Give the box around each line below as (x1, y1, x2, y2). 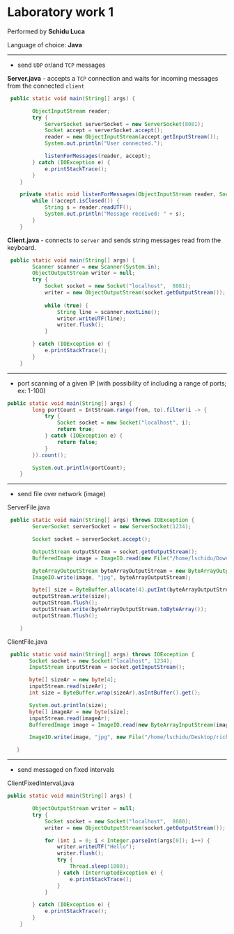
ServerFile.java (7, 503, 50, 512)
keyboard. (7, 243, 36, 251)
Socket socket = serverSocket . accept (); (32, 536, 151, 543)
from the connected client (7, 81, 85, 90)
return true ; (56, 426, 95, 433)
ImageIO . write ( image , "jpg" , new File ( (29, 734, 145, 741)
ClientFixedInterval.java (7, 779, 75, 787)
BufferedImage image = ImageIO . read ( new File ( (32, 555, 170, 562)
